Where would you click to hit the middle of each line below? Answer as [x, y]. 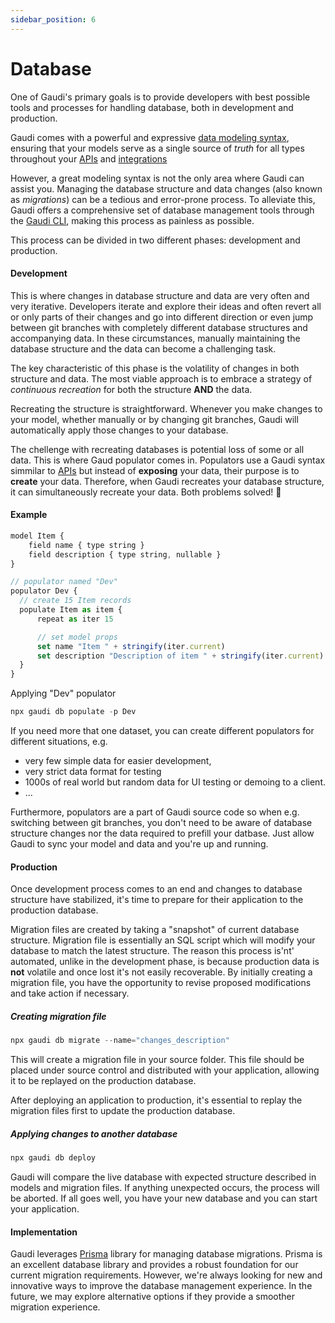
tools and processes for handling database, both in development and [152, 107]
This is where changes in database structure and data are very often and [160, 295]
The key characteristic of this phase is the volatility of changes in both [155, 368]
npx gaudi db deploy [53, 1158]
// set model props [77, 637]
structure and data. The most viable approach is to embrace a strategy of [161, 378]
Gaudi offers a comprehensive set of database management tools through [162, 210]
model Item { [37, 536]
